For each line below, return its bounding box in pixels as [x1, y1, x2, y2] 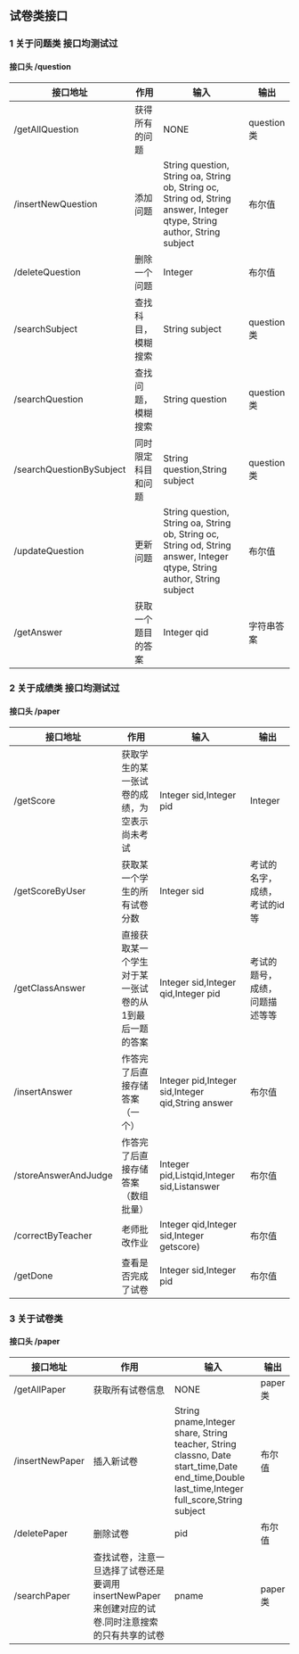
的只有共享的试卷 [93, 1629, 165, 1642]
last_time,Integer [174, 1482, 244, 1494]
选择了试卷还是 [101, 1564, 165, 1576]
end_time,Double [174, 1471, 246, 1484]
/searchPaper [13, 1589, 71, 1601]
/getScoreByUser [13, 884, 86, 897]
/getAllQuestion [13, 123, 79, 136]
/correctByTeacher [13, 1229, 93, 1242]
